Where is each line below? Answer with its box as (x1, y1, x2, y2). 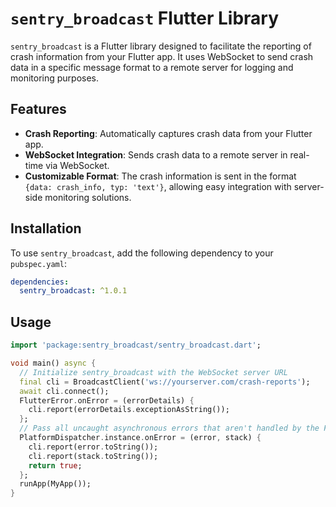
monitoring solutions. (44, 191, 132, 203)
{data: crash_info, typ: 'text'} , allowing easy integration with (24, 180, 292, 192)
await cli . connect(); (19, 386, 110, 396)
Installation (10, 220, 82, 237)
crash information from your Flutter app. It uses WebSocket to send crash (10, 50, 314, 62)
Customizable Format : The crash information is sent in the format (24, 170, 297, 182)
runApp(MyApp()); (19, 479, 92, 489)
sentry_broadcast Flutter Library (10, 7, 280, 30)
